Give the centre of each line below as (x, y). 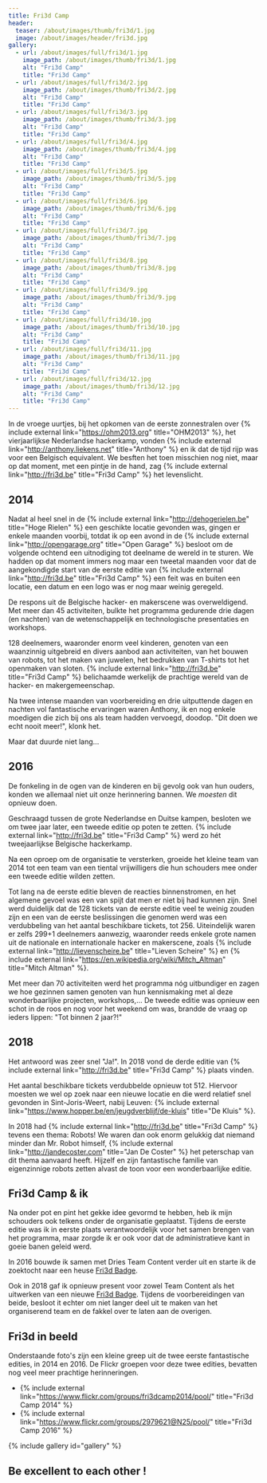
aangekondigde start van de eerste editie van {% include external (116, 569)
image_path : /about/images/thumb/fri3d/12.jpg (101, 386)
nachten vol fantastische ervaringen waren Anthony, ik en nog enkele (122, 709)
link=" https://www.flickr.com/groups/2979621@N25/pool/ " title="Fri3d (136, 1422)
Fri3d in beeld (43, 1336)
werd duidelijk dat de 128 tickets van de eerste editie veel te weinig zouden (132, 908)
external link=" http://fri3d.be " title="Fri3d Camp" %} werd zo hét (115, 835)
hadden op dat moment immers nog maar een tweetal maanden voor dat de (132, 561)
